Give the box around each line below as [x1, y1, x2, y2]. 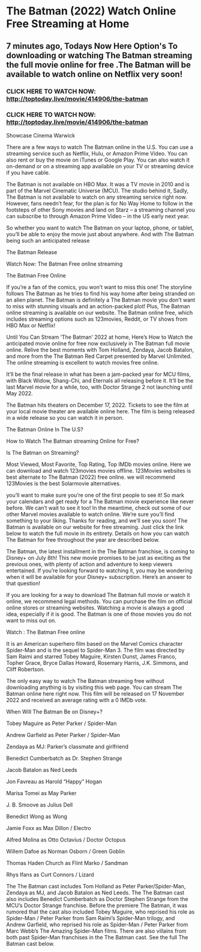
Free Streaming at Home [6, 17, 130, 31]
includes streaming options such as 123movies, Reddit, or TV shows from [6, 315, 188, 323]
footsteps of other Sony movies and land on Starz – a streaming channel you [6, 206, 195, 213]
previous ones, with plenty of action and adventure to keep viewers [6, 560, 173, 568]
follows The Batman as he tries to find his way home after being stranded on [6, 290, 195, 297]
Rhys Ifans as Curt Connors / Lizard [6, 871, 94, 878]
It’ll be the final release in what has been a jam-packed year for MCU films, [6, 371, 191, 378]
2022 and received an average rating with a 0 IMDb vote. [6, 696, 148, 703]
